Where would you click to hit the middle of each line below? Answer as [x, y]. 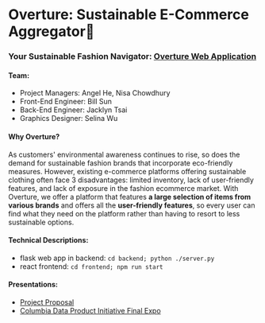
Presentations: [33, 285]
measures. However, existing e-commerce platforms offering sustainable [127, 171]
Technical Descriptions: [48, 240]
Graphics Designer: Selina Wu [69, 119]
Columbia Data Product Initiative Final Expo [90, 310]
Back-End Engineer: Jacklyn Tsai [73, 110]
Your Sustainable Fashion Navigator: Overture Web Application [132, 56]
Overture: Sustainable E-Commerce [129, 15]
